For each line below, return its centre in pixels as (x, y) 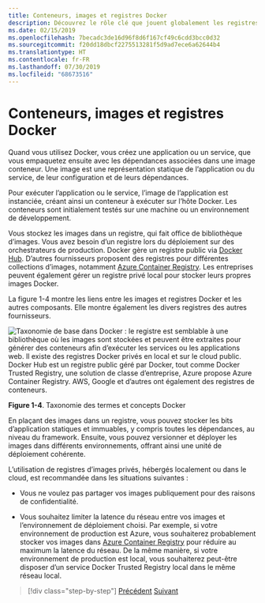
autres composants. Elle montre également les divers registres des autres (127, 307)
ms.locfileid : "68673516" (50, 74)
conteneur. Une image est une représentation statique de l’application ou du (131, 169)
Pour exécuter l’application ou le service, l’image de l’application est (118, 192)
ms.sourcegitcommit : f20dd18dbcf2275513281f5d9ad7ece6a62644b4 (114, 45)
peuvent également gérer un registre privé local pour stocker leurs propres (130, 275)
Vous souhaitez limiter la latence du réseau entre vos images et (122, 516)
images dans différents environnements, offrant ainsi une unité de (115, 445)
